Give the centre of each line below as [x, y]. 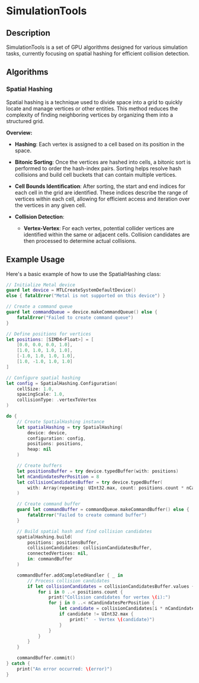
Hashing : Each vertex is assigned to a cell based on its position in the [99, 144]
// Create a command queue [39, 307]
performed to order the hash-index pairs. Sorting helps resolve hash [98, 168]
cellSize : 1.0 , [36, 389]
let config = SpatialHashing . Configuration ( [62, 383]
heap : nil [39, 449]
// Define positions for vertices [49, 334]
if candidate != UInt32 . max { [96, 614]
